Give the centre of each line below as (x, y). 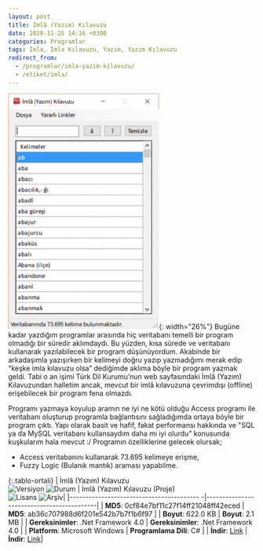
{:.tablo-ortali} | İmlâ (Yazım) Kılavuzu (69, 480)
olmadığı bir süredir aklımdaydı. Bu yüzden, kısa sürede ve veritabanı (119, 343)
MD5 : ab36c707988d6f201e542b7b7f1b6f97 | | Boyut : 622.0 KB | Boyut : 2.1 (131, 513)
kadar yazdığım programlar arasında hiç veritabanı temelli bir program (121, 334)
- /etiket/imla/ (42, 75)
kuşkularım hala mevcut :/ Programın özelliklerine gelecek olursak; (115, 442)
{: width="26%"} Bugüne (199, 327)
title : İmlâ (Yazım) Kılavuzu (58, 25)
